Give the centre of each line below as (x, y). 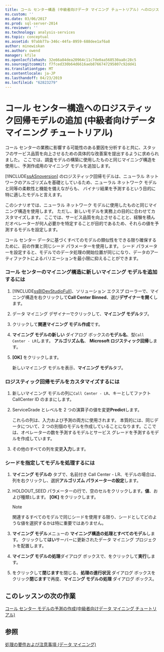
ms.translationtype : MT (29, 69)
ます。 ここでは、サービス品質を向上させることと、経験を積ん (93, 217)
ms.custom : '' (20, 14)
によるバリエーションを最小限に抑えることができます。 (86, 258)
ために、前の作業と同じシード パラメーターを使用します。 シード (70, 246)
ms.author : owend (23, 50)
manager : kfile (20, 55)
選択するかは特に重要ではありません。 (68, 523)
